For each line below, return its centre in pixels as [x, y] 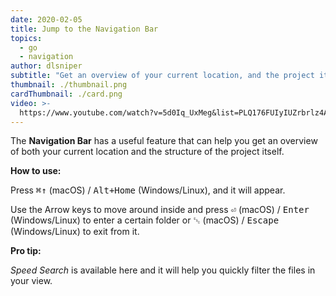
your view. [31, 281]
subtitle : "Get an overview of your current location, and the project [162, 76]
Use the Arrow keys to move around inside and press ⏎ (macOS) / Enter [160, 210]
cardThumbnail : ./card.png [66, 94]
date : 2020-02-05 [46, 19]
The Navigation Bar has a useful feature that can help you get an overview [164, 141]
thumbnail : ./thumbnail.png [69, 85]
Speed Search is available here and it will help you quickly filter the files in [163, 270]
